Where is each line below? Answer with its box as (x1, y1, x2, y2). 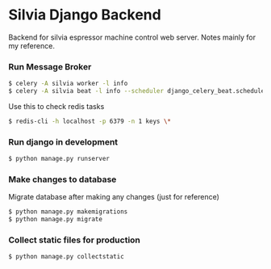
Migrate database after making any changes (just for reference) (8, 192, 220, 202)
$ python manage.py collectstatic (8, 253, 125, 261)
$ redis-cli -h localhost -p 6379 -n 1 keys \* (8, 117, 172, 125)
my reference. (8, 40, 55, 50)
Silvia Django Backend (8, 6, 161, 24)
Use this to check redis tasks (8, 101, 105, 111)
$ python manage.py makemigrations (8, 208, 128, 216)
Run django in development (8, 136, 119, 147)
